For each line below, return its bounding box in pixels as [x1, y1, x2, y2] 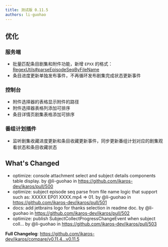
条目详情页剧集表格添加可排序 [12, 112, 75, 118]
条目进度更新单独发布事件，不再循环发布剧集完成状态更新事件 [12, 73, 141, 79]
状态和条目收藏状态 [17, 144, 57, 150]
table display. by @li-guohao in [12, 178, 77, 184]
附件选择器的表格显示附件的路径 [12, 99, 79, 105]
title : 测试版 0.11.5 [5, 7, 48, 13]
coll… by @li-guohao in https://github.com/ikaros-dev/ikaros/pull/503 [12, 221, 157, 227]
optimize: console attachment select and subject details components [12, 172, 156, 178]
